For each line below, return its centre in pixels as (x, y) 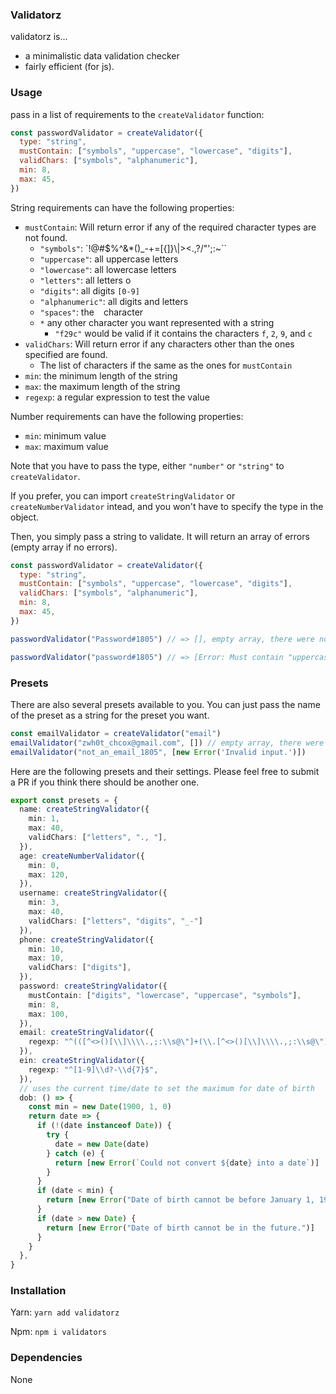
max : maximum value (66, 446)
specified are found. (66, 354)
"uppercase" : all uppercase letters (109, 259)
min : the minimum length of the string (101, 375)
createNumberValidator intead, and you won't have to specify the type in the (167, 506)
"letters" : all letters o (85, 280)
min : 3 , (44, 903)
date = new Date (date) (102, 1144)
